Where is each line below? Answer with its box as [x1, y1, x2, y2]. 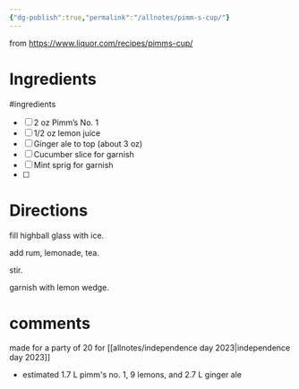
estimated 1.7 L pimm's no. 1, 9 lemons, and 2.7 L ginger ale [21, 369, 242, 380]
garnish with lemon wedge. [9, 282, 109, 292]
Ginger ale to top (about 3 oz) [33, 138, 143, 148]
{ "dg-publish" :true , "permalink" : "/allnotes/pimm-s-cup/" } [9, 13, 230, 22]
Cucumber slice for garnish [33, 148, 134, 159]
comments [9, 313, 91, 334]
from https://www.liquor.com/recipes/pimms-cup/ [9, 38, 193, 48]
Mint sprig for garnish [33, 159, 114, 170]
